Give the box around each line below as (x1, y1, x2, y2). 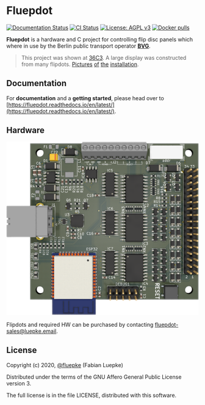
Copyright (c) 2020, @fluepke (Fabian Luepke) (6, 361, 124, 368)
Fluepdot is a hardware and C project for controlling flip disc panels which (6, 35, 193, 43)
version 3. (6, 379, 32, 387)
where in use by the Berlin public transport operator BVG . (6, 42, 151, 49)
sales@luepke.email (6, 327, 57, 335)
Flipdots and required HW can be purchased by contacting (6, 321, 154, 328)
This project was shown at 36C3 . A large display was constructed (21, 54, 187, 61)
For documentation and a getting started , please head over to (6, 94, 165, 101)
